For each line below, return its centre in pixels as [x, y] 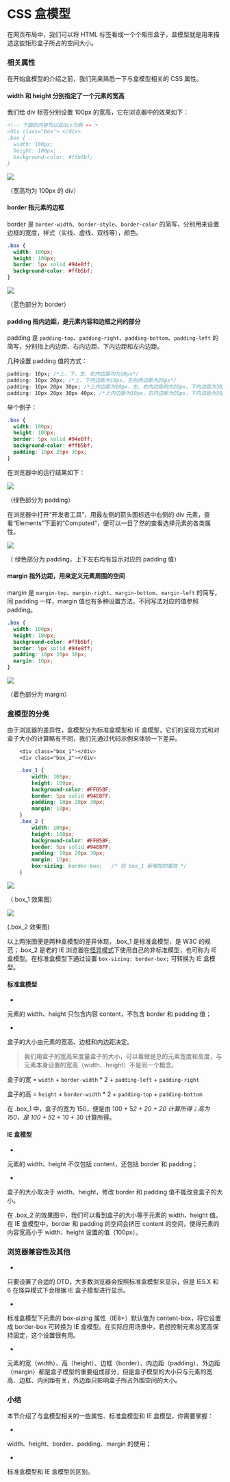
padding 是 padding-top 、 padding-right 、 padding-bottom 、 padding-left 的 [113, 338]
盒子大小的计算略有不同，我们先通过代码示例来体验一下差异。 [94, 739]
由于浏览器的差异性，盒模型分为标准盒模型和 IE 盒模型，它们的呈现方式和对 [114, 730]
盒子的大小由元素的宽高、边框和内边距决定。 [70, 1042]
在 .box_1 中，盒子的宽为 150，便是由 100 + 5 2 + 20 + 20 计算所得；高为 [108, 1109]
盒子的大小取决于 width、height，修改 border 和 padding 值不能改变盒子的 [112, 1192]
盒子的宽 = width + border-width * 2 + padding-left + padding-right [103, 1080]
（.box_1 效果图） [31, 899]
